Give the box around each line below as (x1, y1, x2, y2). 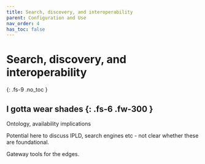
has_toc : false (6, 26, 45, 33)
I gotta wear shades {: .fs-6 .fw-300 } (6, 104, 153, 114)
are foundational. (6, 139, 50, 146)
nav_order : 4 (6, 20, 40, 26)
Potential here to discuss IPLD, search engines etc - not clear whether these (6, 132, 199, 139)
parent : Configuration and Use (6, 15, 87, 21)
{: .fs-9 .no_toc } (6, 86, 48, 93)
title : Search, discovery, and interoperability (6, 9, 133, 15)
